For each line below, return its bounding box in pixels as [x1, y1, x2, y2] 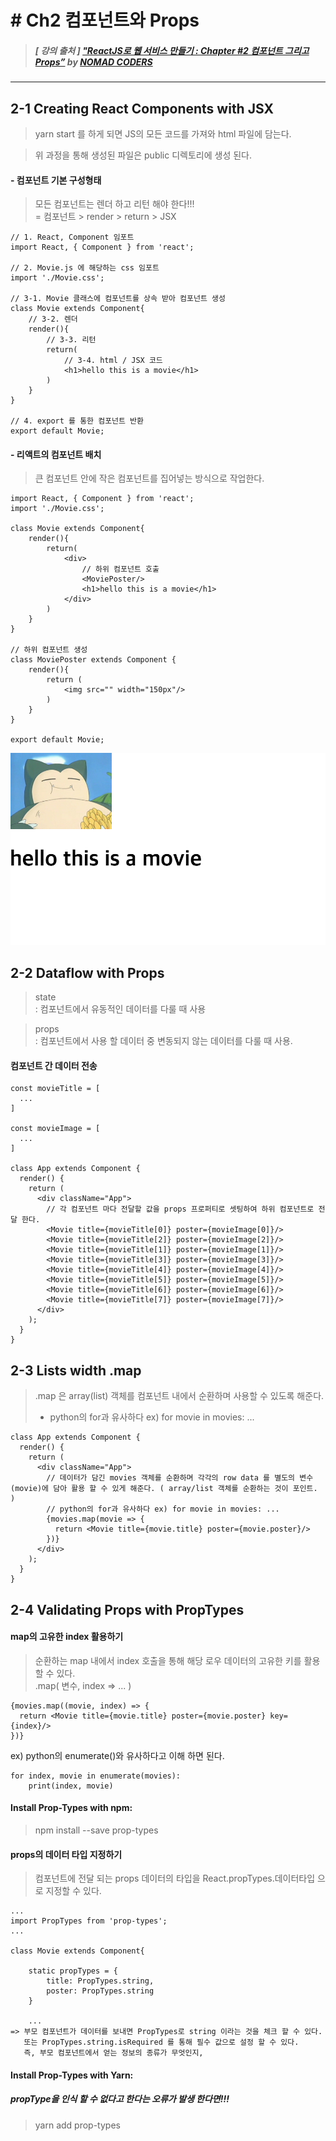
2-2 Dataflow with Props [10, 964, 165, 981]
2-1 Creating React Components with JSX [10, 100, 274, 117]
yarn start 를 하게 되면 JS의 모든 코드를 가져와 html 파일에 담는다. [34, 127, 292, 140]
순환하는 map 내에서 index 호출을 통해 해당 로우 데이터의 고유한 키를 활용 [34, 1654, 321, 1666]
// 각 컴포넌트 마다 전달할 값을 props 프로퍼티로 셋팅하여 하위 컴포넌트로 [46, 1204, 315, 1215]
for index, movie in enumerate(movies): [10, 1771, 182, 1781]
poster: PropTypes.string [46, 1986, 155, 1996]
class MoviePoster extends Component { [10, 655, 177, 665]
